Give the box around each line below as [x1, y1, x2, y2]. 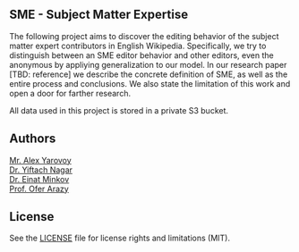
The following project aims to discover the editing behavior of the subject [9, 30, 279, 41]
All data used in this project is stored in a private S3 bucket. [9, 105, 229, 115]
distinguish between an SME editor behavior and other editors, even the [9, 49, 275, 61]
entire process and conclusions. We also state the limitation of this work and [9, 78, 291, 88]
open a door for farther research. [9, 88, 132, 98]
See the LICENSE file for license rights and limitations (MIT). [9, 232, 231, 244]
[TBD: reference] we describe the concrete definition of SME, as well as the [9, 69, 288, 80]
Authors [9, 131, 56, 147]
